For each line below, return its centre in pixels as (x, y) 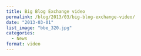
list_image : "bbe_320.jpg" (39, 28)
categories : (21, 33)
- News (19, 38)
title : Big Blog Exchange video (46, 11)
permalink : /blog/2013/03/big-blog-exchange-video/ (70, 17)
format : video (23, 44)
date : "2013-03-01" (30, 22)
